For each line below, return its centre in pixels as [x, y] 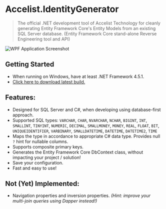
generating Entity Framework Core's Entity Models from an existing [86, 28]
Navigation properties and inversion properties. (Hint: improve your [81, 195]
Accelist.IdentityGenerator [62, 9]
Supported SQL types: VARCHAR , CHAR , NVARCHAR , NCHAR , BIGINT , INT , [80, 120]
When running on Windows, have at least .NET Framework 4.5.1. [78, 76]
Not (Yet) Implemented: [42, 183]
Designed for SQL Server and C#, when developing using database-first [86, 109]
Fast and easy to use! [34, 168]
